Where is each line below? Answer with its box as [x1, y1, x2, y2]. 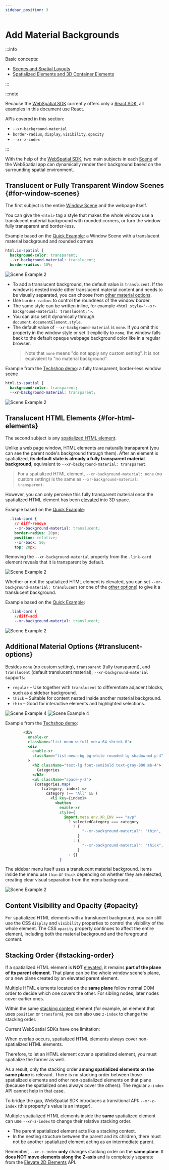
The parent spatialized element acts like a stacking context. [12, 1128, 136, 1134]
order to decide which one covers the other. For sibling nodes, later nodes [5, 990, 159, 996]
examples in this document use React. [5, 106, 85, 112]
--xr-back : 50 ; [14, 540, 46, 545]
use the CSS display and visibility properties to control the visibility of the [5, 920, 164, 926]
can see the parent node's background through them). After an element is [5, 450, 158, 456]
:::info [5, 46, 17, 52]
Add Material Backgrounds [5, 29, 120, 41]
